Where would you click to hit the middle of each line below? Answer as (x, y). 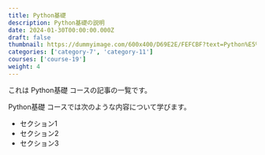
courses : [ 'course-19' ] (47, 60)
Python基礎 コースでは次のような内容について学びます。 (99, 106)
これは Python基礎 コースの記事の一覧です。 (80, 90)
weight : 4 (24, 67)
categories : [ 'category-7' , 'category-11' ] (81, 52)
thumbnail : (26, 45)
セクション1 (38, 124)
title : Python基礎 (37, 15)
